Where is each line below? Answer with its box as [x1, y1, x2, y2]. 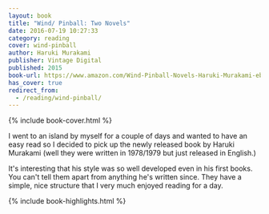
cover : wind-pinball [8, 42, 78, 50]
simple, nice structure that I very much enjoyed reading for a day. [8, 181, 224, 191]
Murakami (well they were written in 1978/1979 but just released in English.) [8, 148, 256, 158]
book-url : [8, 71, 42, 79]
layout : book [8, 11, 52, 20]
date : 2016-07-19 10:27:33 [8, 26, 98, 34]
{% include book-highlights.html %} [8, 196, 126, 206]
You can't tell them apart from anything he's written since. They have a [8, 172, 242, 182]
